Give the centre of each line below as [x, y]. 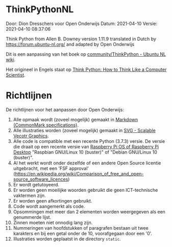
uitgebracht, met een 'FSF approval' [51, 168]
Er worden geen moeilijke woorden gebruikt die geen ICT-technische [85, 190]
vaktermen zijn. [29, 195]
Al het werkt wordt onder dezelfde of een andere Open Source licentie [87, 163]
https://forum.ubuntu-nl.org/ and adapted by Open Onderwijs [70, 44]
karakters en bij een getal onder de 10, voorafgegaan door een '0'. [83, 233]
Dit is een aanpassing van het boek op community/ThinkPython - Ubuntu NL [86, 54]
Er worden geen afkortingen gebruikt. [53, 201]
